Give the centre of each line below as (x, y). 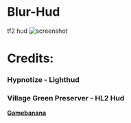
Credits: (31, 58)
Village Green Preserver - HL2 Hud (66, 98)
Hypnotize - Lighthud (44, 80)
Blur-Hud (34, 12)
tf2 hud (17, 31)
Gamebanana (27, 113)
